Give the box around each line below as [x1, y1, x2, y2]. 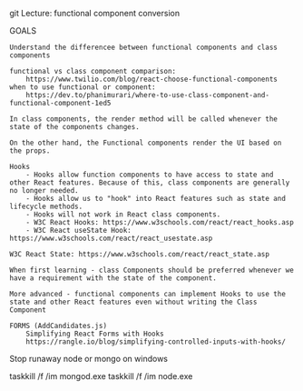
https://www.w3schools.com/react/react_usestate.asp [9, 234, 213, 243]
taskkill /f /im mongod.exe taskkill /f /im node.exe [9, 371, 193, 381]
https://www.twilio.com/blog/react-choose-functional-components [25, 75, 279, 84]
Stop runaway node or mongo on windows [9, 354, 169, 364]
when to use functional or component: [9, 83, 156, 92]
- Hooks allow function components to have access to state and [25, 170, 274, 179]
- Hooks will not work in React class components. [25, 210, 221, 219]
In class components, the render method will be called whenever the [9, 115, 279, 124]
